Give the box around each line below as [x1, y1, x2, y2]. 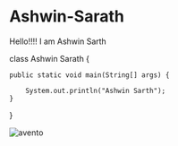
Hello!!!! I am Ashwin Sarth [9, 36, 107, 47]
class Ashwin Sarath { [9, 53, 90, 64]
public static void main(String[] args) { [9, 70, 170, 80]
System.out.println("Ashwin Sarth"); [25, 86, 166, 95]
